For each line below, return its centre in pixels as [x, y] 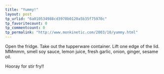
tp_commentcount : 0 [25, 28]
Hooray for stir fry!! [25, 66]
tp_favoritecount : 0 [26, 23]
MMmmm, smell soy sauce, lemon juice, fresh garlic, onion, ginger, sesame [82, 51]
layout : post [19, 14]
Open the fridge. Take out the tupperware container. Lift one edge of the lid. [82, 46]
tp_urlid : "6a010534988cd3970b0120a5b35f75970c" [56, 19]
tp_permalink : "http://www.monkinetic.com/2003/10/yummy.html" [72, 32]
